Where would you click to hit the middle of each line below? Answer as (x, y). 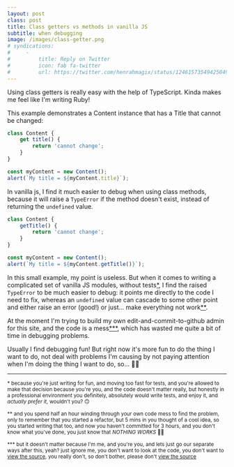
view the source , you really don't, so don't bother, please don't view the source (102, 457)
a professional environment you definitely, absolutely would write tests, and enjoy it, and (112, 395)
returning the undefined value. (50, 206)
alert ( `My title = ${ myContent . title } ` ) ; (68, 178)
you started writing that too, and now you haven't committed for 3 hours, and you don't (111, 426)
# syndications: (31, 46)
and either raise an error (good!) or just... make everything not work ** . (108, 307)
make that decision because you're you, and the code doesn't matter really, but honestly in (116, 389)
